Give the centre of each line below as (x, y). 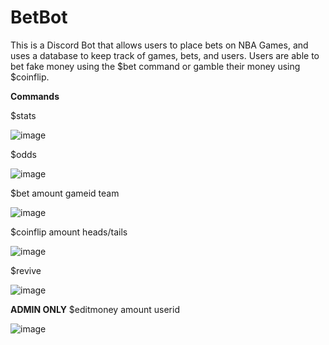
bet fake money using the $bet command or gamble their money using (155, 66)
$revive (26, 270)
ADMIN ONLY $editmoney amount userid (95, 309)
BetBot (39, 17)
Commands (35, 96)
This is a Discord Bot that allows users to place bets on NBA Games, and (159, 45)
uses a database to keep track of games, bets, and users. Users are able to (165, 55)
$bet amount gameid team (65, 193)
